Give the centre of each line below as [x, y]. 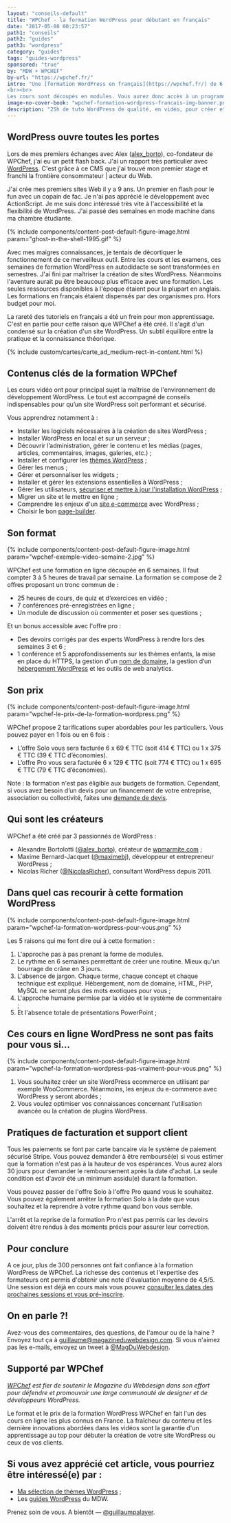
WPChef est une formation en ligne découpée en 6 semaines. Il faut [103, 570]
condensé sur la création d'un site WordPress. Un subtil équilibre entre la [111, 331]
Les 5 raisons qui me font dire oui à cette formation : [81, 941]
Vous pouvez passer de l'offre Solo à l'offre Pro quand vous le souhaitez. [110, 1192]
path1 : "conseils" [33, 33]
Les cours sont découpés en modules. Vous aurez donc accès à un [102, 97]
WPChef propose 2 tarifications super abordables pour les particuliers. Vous [115, 727]
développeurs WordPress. [44, 1400]
